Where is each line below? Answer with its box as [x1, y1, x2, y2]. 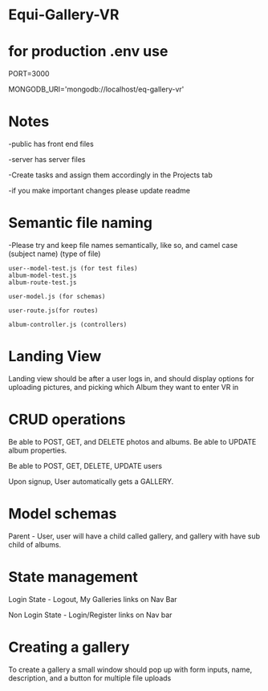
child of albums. [8, 539, 62, 549]
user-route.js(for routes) [8, 307, 99, 315]
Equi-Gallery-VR [8, 6, 120, 24]
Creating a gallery [8, 638, 130, 656]
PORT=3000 [8, 69, 50, 79]
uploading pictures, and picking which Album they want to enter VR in [8, 382, 239, 392]
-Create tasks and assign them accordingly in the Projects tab [8, 170, 213, 180]
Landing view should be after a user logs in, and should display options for [8, 373, 254, 383]
